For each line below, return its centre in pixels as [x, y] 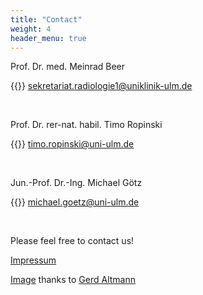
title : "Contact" [46, 19]
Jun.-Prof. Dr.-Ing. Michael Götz [76, 183]
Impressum [33, 260]
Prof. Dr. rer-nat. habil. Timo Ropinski [86, 125]
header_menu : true [48, 38]
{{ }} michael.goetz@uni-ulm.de [75, 202]
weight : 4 [31, 29]
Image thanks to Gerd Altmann [73, 280]
